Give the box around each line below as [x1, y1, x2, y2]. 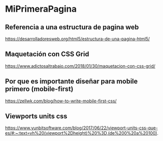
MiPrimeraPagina [5, 3, 77, 15]
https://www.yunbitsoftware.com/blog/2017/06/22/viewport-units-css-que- [5, 125, 158, 131]
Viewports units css [5, 112, 68, 120]
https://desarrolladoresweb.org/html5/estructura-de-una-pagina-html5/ [5, 36, 150, 42]
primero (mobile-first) [5, 85, 73, 94]
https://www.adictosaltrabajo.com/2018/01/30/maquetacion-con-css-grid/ [5, 63, 156, 69]
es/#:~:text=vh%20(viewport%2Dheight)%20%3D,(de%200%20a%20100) [5, 130, 158, 136]
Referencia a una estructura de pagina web [5, 23, 139, 31]
